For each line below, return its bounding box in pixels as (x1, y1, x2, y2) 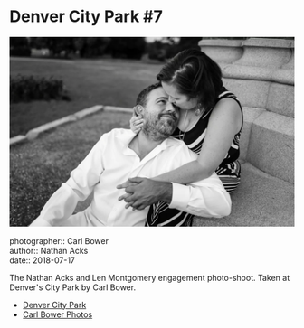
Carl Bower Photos (22, 309, 93, 320)
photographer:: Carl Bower (9, 235, 109, 246)
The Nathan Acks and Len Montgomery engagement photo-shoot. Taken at (9, 272, 290, 283)
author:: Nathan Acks (9, 245, 89, 256)
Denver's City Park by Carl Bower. (9, 282, 137, 293)
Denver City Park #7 (9, 6, 163, 27)
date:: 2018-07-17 (9, 255, 75, 266)
